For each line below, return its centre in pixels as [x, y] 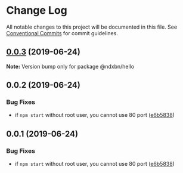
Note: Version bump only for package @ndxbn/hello [70, 66]
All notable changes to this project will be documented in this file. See [92, 27]
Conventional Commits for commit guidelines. [62, 33]
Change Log [37, 10]
